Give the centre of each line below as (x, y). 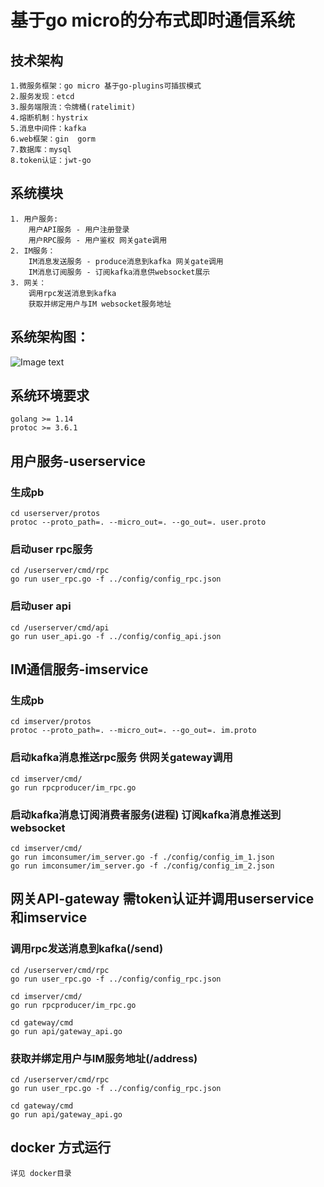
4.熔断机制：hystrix (49, 118)
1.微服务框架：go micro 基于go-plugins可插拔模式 (106, 86)
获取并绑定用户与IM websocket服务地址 (100, 304)
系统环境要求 (50, 396)
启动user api (41, 606)
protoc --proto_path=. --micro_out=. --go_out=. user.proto (138, 522)
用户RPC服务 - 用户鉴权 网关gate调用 (98, 240)
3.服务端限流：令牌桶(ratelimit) (73, 107)
